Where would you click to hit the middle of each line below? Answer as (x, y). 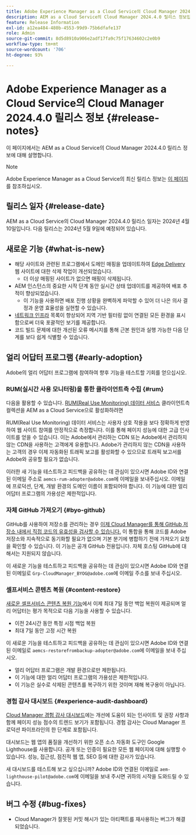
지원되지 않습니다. (42, 553)
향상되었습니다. (43, 294)
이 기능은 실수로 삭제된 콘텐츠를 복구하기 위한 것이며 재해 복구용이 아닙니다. (100, 684)
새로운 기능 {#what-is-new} (55, 249)
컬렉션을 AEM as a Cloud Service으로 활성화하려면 (65, 410)
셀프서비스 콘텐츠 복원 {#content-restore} (64, 589)
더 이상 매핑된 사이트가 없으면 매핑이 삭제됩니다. (78, 279)
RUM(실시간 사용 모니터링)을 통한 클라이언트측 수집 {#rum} (85, 389)
